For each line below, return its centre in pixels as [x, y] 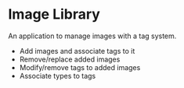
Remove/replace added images [70, 59]
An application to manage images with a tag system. [92, 36]
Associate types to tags [58, 76]
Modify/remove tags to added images [80, 67]
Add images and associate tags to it [77, 51]
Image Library [54, 14]
